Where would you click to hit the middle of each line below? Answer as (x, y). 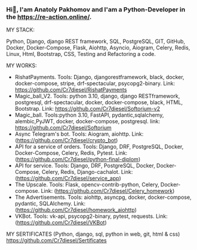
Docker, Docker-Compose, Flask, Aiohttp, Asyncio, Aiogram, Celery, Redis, (98, 48)
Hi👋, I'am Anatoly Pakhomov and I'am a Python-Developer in (96, 10)
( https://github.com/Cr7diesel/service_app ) (68, 179)
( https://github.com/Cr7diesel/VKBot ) (61, 223)
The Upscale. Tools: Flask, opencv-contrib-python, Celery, (87, 185)
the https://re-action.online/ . (49, 17)
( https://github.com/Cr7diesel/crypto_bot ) (66, 140)
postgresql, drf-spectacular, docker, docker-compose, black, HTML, (99, 102)
